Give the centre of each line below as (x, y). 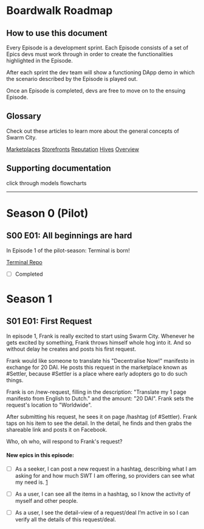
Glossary (24, 116)
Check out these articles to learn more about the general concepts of (93, 131)
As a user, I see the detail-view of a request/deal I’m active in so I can (102, 513)
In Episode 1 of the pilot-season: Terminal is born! (68, 250)
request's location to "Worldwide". (49, 405)
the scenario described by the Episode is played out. (72, 79)
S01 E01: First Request (49, 321)
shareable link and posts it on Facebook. (57, 429)
